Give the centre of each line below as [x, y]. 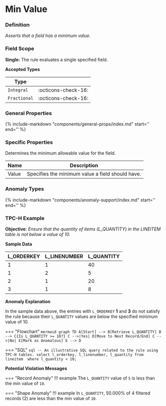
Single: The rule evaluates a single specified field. [57, 59]
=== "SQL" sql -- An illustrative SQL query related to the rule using [82, 350]
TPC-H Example [25, 218]
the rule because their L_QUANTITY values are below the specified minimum [82, 316]
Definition [17, 25]
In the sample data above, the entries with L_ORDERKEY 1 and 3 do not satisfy [83, 311]
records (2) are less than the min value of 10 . [51, 398]
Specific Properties [29, 142]
